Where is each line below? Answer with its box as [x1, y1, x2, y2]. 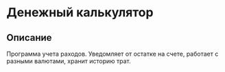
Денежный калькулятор [6, 5, 154, 20]
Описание [6, 32, 52, 43]
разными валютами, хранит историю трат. [6, 57, 131, 65]
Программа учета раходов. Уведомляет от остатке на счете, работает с [6, 50, 219, 58]
